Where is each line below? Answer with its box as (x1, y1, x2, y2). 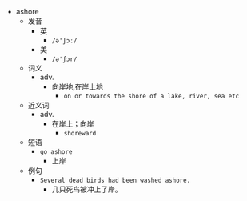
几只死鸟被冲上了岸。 (51, 184, 122, 194)
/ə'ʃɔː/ (51, 37, 78, 45)
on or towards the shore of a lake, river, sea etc (63, 92, 240, 100)
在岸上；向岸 (51, 119, 94, 128)
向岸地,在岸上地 (51, 82, 104, 91)
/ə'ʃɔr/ (51, 55, 78, 63)
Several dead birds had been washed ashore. (39, 176, 191, 184)
